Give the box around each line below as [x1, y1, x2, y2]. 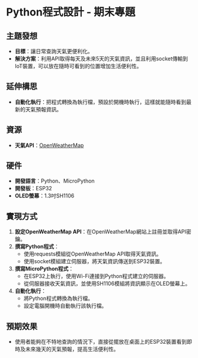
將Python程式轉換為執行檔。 [23, 295, 94, 302]
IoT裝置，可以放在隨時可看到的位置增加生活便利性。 [14, 63, 142, 69]
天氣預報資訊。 [25, 106, 62, 113]
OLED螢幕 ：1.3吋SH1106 [14, 192, 75, 199]
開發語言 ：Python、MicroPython [14, 177, 95, 184]
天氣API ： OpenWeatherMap [14, 142, 84, 149]
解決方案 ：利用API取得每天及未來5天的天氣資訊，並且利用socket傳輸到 [14, 55, 189, 62]
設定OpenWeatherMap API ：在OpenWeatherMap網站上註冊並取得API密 [14, 228, 191, 235]
